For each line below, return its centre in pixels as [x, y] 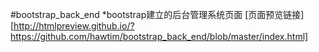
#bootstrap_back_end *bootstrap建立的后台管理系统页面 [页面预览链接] [157, 14]
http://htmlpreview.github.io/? [74, 26]
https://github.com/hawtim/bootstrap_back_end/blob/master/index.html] [159, 36]
